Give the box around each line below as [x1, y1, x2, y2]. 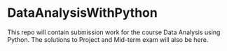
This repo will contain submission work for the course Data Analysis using [7, 28, 221, 36]
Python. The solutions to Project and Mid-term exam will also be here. [7, 35, 209, 43]
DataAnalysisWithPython [7, 5, 158, 21]
